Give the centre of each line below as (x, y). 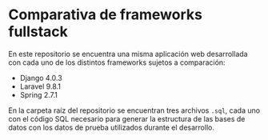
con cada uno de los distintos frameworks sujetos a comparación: (117, 62)
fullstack (38, 32)
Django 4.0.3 (41, 78)
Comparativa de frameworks (105, 15)
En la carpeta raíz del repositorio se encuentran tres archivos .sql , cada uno (134, 110)
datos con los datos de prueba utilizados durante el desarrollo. (111, 127)
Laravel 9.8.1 (40, 86)
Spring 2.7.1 (39, 94)
